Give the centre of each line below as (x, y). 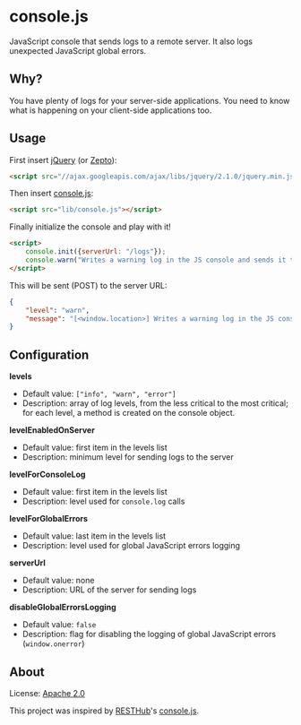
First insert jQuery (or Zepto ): (63, 160)
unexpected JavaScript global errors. (78, 50)
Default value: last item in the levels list (94, 536)
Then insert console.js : (52, 194)
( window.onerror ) (53, 643)
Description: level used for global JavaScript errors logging (131, 546)
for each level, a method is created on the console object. (129, 413)
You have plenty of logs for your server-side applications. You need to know (150, 100)
